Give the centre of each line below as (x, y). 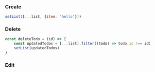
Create (13, 7)
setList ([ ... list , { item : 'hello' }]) (43, 17)
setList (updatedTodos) (37, 48)
